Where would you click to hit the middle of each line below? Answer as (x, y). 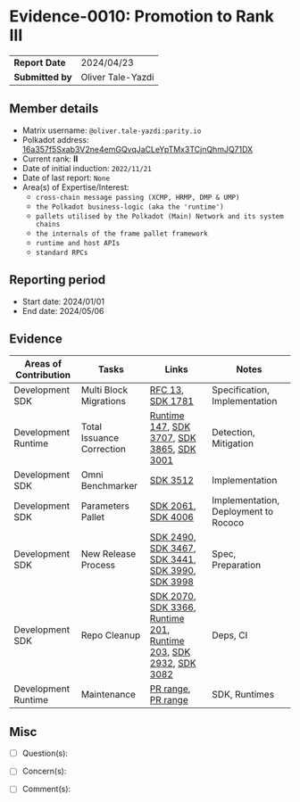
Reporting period (58, 280)
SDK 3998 (172, 582)
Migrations (104, 401)
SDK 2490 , (173, 537)
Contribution (43, 375)
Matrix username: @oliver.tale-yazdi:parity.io (112, 130)
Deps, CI (230, 635)
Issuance (100, 438)
